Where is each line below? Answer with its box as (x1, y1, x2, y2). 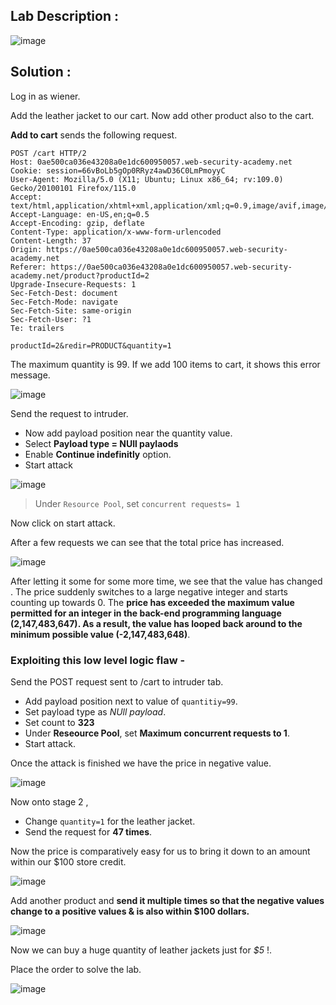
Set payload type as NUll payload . (24, 705, 167, 718)
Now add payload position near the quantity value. (24, 427, 233, 439)
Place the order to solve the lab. (10, 963, 142, 975)
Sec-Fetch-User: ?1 (10, 314, 92, 324)
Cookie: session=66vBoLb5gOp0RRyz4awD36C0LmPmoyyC (10, 165, 226, 176)
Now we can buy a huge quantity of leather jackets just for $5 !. (10, 944, 272, 956)
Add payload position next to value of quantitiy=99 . (24, 695, 238, 707)
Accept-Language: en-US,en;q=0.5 (10, 209, 150, 219)
